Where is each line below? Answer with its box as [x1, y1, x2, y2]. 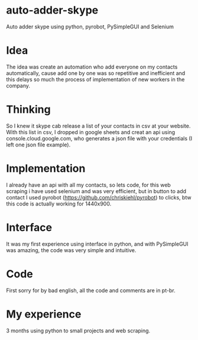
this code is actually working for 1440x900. [6, 200, 112, 207]
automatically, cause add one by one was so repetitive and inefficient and [6, 69, 186, 77]
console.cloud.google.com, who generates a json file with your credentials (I [6, 135, 193, 142]
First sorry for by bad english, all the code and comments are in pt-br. [6, 287, 176, 294]
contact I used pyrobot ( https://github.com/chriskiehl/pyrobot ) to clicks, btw [6, 194, 191, 201]
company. [6, 82, 31, 89]
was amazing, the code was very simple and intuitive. [6, 246, 137, 254]
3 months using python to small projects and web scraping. [6, 327, 151, 334]
